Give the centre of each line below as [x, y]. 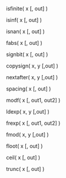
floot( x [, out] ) [24, 146]
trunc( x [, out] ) [25, 169]
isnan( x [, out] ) [26, 31]
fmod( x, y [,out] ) [27, 135]
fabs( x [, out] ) [24, 43]
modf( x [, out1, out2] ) [33, 100]
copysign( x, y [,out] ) [32, 66]
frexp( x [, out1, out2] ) [33, 123]
